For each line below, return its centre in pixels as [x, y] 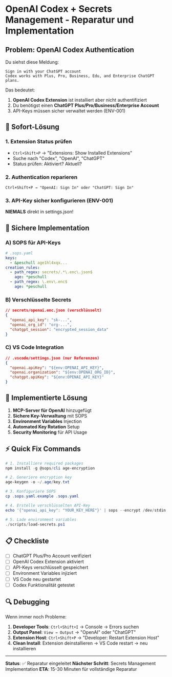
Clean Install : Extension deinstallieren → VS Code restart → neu [80, 643]
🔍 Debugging [27, 602]
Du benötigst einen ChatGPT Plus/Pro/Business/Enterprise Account [86, 105]
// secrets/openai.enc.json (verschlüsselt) [53, 311]
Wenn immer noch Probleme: [36, 617]
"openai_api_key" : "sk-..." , [41, 320]
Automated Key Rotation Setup [46, 426]
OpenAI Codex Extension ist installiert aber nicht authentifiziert [80, 100]
